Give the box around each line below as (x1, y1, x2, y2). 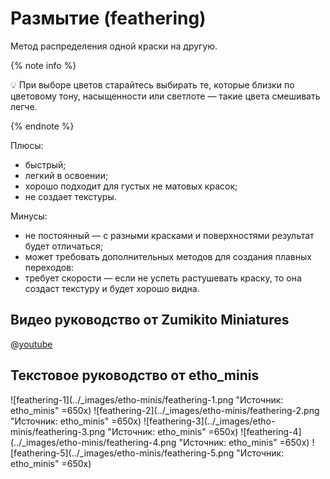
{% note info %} (10, 59, 77, 71)
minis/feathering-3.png (10, 425, 106, 437)
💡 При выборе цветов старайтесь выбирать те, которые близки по (10, 78, 295, 91)
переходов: (24, 261, 75, 273)
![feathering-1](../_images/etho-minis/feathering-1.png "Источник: (10, 393, 284, 406)
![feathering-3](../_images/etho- (143, 415, 276, 427)
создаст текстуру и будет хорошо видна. (24, 282, 200, 294)
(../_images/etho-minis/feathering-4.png (10, 436, 177, 448)
